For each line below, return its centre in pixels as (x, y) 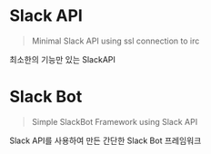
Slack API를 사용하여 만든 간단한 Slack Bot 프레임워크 (105, 140)
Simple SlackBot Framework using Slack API (115, 121)
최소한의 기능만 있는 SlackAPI (63, 59)
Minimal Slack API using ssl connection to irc (116, 41)
